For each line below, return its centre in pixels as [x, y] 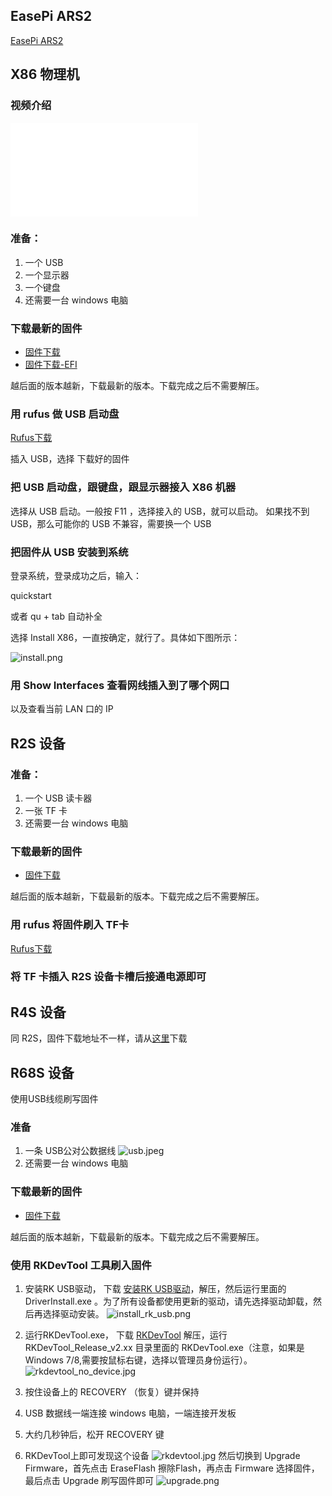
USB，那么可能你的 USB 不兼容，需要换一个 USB [111, 523]
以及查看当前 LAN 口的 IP [62, 709]
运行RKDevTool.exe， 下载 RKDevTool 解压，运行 [126, 1335]
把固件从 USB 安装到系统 [69, 552]
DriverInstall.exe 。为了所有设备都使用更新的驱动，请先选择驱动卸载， [168, 1301]
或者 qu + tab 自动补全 [56, 616]
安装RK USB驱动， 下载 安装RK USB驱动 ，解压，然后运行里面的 [155, 1288]
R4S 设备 [38, 1012]
